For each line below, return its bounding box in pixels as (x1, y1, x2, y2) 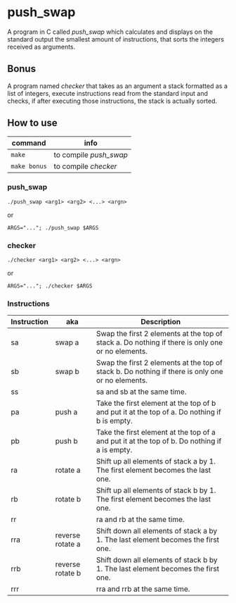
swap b (55, 367, 79, 377)
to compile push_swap (53, 149, 129, 159)
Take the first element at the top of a (96, 428, 216, 437)
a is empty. (96, 445, 133, 455)
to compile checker (53, 161, 117, 171)
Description (140, 317, 181, 327)
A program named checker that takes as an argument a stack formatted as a (7, 82, 228, 90)
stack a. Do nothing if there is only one (96, 337, 223, 347)
